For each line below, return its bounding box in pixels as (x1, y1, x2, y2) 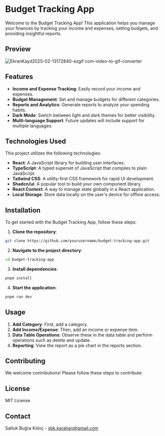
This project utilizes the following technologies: (5, 150, 102, 156)
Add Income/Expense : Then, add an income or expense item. (12, 327, 139, 333)
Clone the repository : (12, 229, 57, 235)
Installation (5, 206, 41, 214)
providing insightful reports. (5, 30, 62, 36)
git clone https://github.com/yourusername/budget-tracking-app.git (5, 239, 150, 244)
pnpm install (5, 275, 32, 280)
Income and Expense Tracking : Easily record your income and (12, 86, 141, 91)
